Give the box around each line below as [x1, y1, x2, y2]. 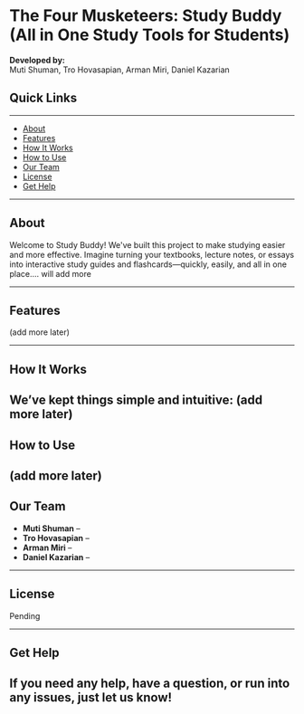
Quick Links [9, 90, 78, 106]
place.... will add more [9, 268, 92, 279]
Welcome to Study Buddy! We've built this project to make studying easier [9, 239, 286, 250]
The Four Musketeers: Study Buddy [9, 5, 282, 26]
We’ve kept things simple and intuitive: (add [9, 393, 263, 408]
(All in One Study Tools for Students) [9, 24, 290, 45]
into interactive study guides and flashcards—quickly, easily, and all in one [9, 259, 288, 270]
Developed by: [9, 54, 66, 65]
